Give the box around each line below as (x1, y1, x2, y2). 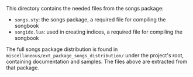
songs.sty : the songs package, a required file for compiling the (14, 16, 166, 23)
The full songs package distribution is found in (6, 46, 118, 53)
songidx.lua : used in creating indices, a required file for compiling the (14, 28, 183, 35)
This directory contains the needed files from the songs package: (6, 5, 164, 12)
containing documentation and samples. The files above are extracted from (6, 58, 188, 65)
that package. (6, 64, 40, 71)
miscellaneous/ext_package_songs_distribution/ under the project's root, (6, 52, 184, 58)
